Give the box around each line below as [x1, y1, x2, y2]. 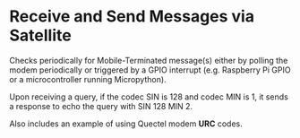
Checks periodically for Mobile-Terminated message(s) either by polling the [9, 55, 288, 65]
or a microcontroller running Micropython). [9, 73, 167, 84]
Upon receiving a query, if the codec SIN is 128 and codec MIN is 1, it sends [9, 91, 288, 102]
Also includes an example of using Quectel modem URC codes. [9, 118, 244, 129]
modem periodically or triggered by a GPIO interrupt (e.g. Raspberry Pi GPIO [9, 65, 291, 75]
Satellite [9, 25, 72, 46]
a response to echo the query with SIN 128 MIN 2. [9, 100, 193, 111]
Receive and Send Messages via [9, 6, 255, 27]
